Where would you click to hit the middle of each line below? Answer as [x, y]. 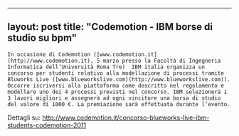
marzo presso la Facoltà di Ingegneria [162, 61]
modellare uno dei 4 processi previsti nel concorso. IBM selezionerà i [117, 92]
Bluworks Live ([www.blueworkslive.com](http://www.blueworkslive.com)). [119, 79]
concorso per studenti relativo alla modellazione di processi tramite [116, 73]
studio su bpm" [42, 38]
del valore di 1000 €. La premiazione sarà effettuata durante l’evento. [119, 104]
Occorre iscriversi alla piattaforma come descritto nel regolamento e [116, 85]
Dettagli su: [24, 117]
